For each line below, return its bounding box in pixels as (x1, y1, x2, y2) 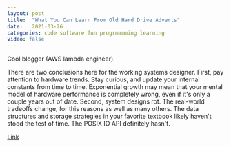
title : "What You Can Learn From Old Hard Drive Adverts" (7, 17, 181, 23)
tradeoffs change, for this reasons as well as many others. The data (7, 105, 199, 113)
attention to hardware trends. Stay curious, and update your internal (7, 75, 200, 84)
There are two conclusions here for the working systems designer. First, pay (7, 68, 224, 77)
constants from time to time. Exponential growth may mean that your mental (7, 83, 223, 91)
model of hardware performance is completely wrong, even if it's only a (7, 90, 210, 99)
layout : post (7, 10, 45, 17)
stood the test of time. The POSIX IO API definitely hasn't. (7, 119, 170, 128)
